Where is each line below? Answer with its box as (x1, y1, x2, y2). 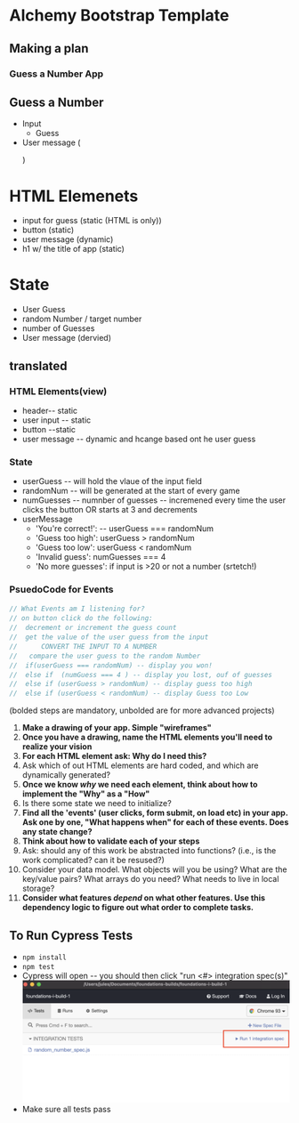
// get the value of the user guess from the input (9, 633, 209, 642)
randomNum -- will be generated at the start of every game (21, 486, 240, 497)
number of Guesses (21, 323, 95, 334)
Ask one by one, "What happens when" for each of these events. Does (21, 817, 289, 828)
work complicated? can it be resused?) (21, 855, 165, 866)
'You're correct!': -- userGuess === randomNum (35, 523, 214, 534)
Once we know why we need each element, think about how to (21, 780, 258, 790)
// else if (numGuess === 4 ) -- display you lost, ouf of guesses (9, 670, 273, 679)
